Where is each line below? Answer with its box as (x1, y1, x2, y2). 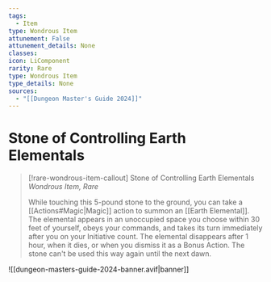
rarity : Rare (8, 65, 52, 73)
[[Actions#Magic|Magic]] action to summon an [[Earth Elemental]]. (27, 206, 250, 216)
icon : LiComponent (8, 57, 70, 65)
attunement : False (8, 34, 70, 43)
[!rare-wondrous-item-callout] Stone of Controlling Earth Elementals (27, 173, 255, 183)
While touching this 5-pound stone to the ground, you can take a (27, 197, 244, 207)
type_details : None (8, 79, 74, 87)
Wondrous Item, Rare (27, 182, 99, 192)
